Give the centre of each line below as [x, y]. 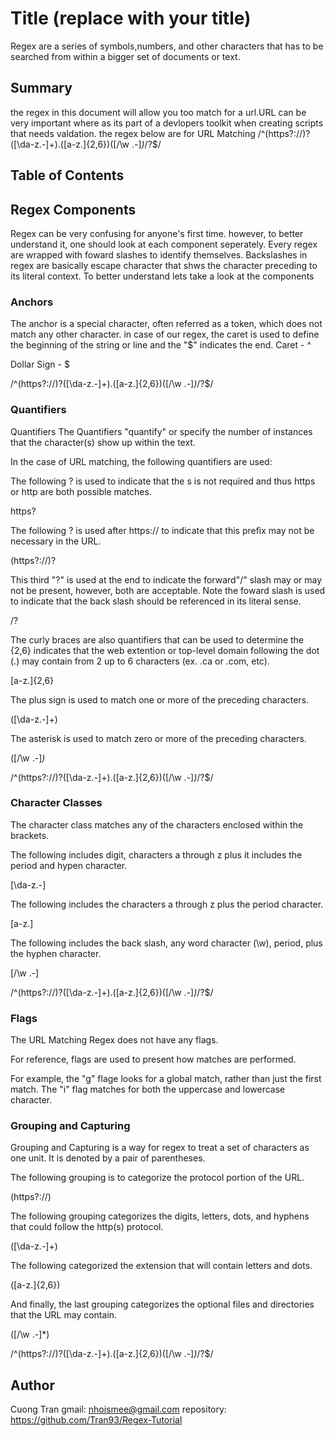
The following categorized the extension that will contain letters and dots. [161, 1266]
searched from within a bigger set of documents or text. [125, 56]
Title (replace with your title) [131, 18]
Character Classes [56, 803]
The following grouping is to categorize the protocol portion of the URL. [157, 1178]
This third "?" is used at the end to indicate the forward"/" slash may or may [166, 579]
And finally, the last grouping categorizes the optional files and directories [162, 1304]
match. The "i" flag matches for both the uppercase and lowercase [148, 1089]
